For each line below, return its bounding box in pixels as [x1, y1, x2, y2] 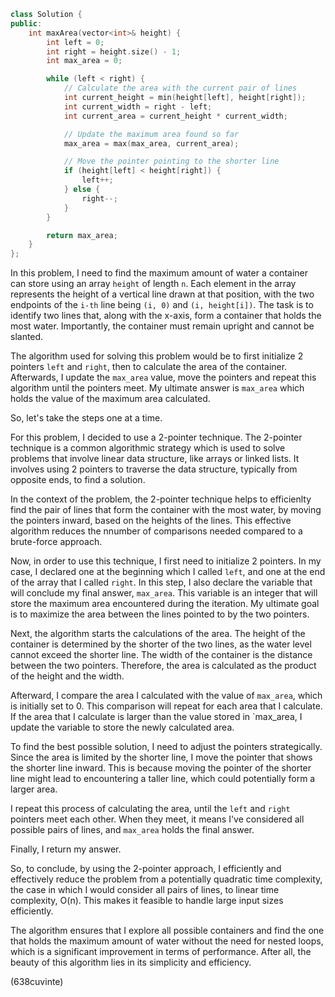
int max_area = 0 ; [46, 56, 123, 66]
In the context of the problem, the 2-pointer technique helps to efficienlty [10, 493, 312, 505]
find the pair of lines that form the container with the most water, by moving [10, 504, 322, 516]
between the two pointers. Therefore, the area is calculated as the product [10, 660, 317, 672]
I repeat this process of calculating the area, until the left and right [10, 803, 291, 815]
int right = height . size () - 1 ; [46, 46, 182, 57]
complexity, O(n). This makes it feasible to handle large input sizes [10, 895, 284, 907]
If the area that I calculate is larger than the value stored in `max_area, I [10, 711, 303, 723]
